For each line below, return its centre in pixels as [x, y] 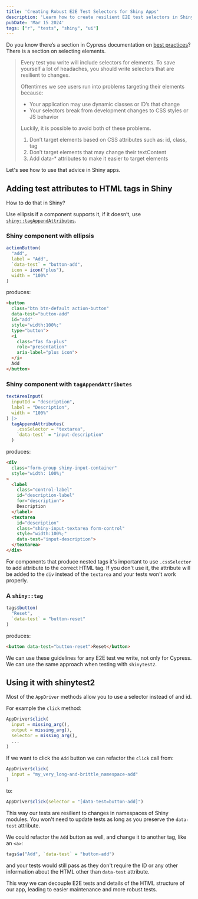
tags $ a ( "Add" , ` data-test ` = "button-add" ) [60, 854]
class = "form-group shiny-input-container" [64, 468]
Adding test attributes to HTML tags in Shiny [89, 189]
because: [32, 93]
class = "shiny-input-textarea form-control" [71, 528]
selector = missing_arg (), [44, 736]
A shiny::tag [24, 595]
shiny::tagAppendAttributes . [41, 221]
